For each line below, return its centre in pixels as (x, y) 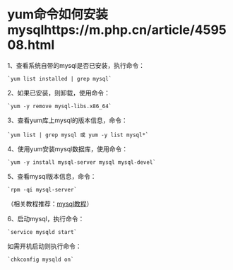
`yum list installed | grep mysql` (60, 78)
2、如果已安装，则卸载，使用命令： (59, 93)
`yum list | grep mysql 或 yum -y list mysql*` (78, 135)
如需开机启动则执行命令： (44, 246)
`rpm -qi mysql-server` (42, 189)
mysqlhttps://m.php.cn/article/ (101, 30)
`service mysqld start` (42, 232)
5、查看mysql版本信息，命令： (52, 176)
